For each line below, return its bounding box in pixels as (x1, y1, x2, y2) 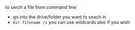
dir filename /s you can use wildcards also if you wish (12, 19, 130, 25)
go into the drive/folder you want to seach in (12, 14, 106, 19)
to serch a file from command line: (5, 4, 78, 10)
